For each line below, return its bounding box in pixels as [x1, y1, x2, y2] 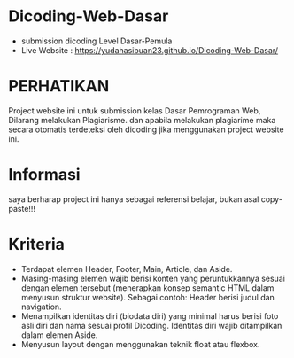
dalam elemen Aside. [20, 330, 98, 340]
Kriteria [8, 235, 66, 254]
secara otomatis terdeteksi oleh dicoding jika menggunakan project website [8, 124, 284, 135]
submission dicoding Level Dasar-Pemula [20, 35, 173, 46]
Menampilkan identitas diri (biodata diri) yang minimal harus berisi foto [20, 310, 279, 321]
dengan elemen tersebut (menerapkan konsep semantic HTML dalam [20, 282, 275, 293]
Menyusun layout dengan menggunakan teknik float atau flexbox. [20, 339, 260, 349]
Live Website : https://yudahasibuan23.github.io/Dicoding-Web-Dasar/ [20, 44, 279, 55]
